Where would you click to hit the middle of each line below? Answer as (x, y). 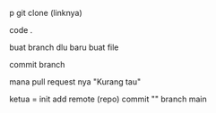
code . (21, 30)
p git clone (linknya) (46, 13)
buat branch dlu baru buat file (64, 47)
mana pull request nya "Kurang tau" (75, 82)
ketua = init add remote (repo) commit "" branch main (108, 99)
